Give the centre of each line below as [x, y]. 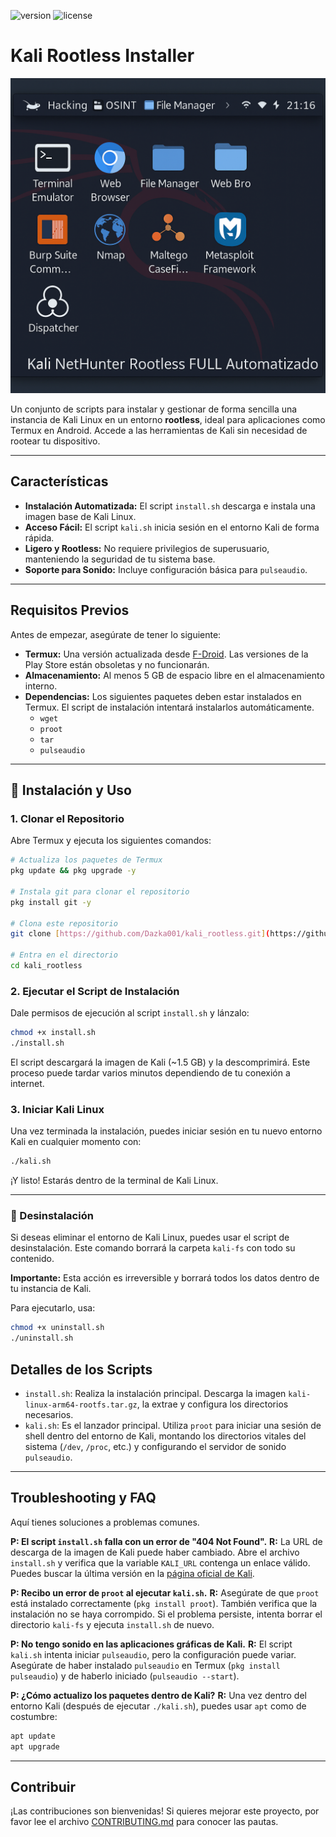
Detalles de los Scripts [81, 1369]
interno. [41, 686]
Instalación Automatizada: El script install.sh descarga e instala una [170, 506]
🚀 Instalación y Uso [71, 790]
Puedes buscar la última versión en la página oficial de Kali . [132, 1573]
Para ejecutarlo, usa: [53, 1308]
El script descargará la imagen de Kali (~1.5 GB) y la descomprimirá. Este [160, 1062]
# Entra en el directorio [64, 955]
